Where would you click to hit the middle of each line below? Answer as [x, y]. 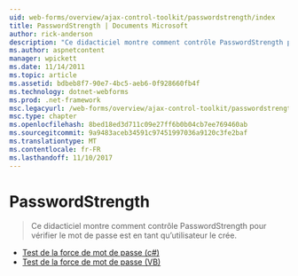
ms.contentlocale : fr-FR [55, 149]
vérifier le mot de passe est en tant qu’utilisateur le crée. [134, 235]
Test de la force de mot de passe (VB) [91, 262]
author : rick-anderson [51, 34]
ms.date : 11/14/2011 [47, 67]
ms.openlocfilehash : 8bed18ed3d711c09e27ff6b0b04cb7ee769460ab [129, 125]
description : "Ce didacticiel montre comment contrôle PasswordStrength [146, 42]
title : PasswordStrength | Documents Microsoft [99, 26]
